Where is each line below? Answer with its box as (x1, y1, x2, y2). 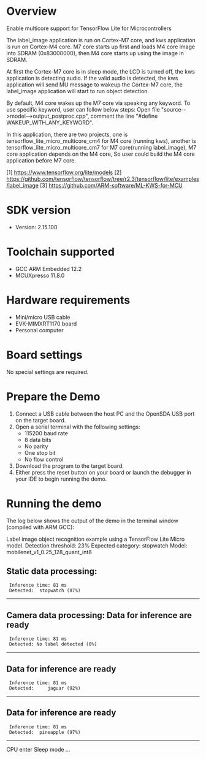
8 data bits (24, 436, 51, 443)
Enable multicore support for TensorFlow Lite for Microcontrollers (6, 25, 172, 32)
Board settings (6, 348, 83, 362)
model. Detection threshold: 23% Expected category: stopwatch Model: (6, 541, 188, 549)
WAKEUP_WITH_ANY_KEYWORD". (6, 118, 94, 126)
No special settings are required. (6, 368, 89, 375)
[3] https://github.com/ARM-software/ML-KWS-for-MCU (39, 181, 183, 189)
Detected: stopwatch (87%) (9, 587, 81, 594)
